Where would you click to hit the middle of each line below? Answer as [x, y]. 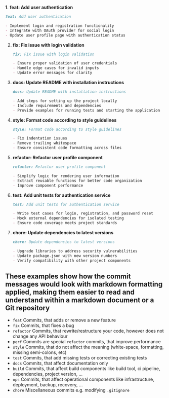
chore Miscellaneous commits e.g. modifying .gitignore [71, 390]
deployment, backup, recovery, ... [48, 385]
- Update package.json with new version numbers [65, 256]
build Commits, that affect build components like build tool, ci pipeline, [86, 369]
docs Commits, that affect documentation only [60, 363]
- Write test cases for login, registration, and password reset [83, 213]
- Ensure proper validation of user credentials [65, 63]
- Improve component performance [48, 185]
